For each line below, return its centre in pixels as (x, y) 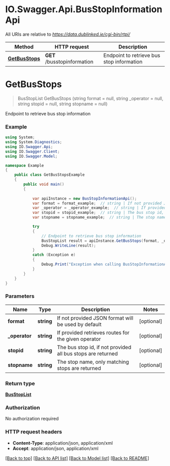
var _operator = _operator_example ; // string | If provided (99, 208)
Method (24, 47)
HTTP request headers (34, 432)
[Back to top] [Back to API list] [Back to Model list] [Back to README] (77, 458)
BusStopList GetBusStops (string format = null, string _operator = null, (90, 98)
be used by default (79, 324)
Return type (20, 383)
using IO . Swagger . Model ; (31, 156)
